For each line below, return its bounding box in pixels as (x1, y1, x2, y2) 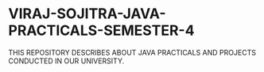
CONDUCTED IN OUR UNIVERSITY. (8, 56, 125, 66)
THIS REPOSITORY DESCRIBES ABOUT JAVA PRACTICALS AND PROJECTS (8, 47, 257, 57)
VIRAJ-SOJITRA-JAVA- (8, 5, 166, 23)
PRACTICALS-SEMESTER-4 (8, 21, 195, 40)
